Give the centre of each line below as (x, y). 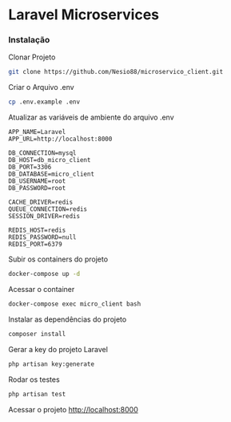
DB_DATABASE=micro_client (51, 174)
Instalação (29, 40)
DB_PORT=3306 (30, 167)
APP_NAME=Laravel (37, 132)
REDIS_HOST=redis (37, 230)
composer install (37, 334)
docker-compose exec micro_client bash (75, 304)
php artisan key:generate (51, 364)
